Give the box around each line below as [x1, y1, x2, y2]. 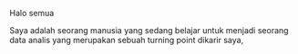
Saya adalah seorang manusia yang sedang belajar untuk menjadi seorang [9, 25, 289, 35]
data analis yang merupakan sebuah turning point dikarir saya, [9, 35, 244, 45]
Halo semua [9, 8, 55, 18]
